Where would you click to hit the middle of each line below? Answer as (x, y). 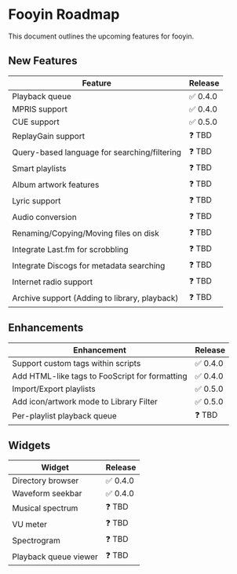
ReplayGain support (48, 137)
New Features (43, 61)
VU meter (30, 524)
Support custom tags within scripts (77, 363)
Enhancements (46, 328)
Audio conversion (44, 218)
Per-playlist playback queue (65, 416)
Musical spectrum (45, 508)
